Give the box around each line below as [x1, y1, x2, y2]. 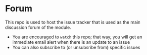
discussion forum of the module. [5, 24, 71, 30]
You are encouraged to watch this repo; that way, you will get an [12, 34, 143, 40]
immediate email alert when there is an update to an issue [12, 39, 130, 45]
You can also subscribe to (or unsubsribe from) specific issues [12, 44, 141, 50]
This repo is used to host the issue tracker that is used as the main [5, 19, 141, 25]
